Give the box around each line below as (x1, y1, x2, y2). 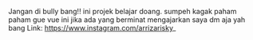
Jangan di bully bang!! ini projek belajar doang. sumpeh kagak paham (8, 7, 237, 16)
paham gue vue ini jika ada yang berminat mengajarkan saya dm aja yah (8, 15, 246, 24)
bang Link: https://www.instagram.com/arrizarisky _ (8, 24, 176, 32)
